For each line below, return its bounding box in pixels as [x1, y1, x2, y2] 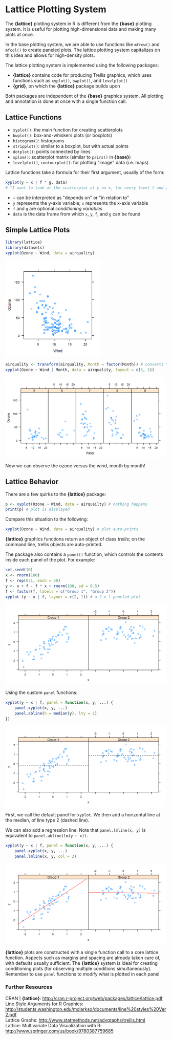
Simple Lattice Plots [5, 225, 70, 234]
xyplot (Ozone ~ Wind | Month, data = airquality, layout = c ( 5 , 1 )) [5, 367, 155, 372]
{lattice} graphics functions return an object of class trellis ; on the [5, 536, 145, 542]
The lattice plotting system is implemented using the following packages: [5, 62, 159, 68]
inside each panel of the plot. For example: [5, 557, 96, 563]
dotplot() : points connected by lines [12, 148, 91, 155]
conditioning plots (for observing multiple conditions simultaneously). [5, 965, 152, 971]
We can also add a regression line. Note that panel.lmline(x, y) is [5, 827, 146, 833]
